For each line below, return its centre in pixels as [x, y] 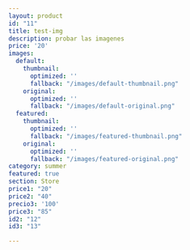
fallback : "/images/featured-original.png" [104, 159]
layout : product [36, 16]
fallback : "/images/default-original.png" [102, 106]
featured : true [34, 174]
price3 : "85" [30, 211]
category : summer [38, 167]
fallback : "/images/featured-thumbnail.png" [106, 136]
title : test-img [36, 31]
